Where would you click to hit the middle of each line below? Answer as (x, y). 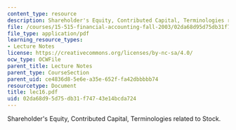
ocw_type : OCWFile (34, 60)
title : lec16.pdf (33, 92)
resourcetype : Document (42, 86)
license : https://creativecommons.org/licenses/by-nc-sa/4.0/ (100, 53)
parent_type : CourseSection (48, 72)
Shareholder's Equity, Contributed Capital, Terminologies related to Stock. (114, 119)
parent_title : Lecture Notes (50, 66)
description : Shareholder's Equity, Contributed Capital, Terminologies (116, 20)
